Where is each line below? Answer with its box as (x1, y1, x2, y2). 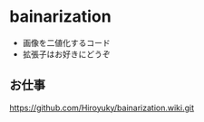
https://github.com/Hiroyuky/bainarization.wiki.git (9, 102, 195, 113)
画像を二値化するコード (22, 37, 111, 48)
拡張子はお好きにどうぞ (22, 48, 111, 60)
